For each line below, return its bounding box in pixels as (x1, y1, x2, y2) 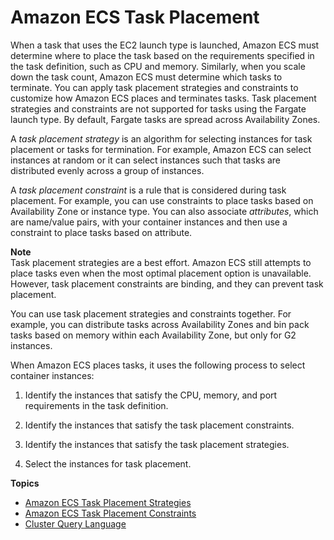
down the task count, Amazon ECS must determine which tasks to (10, 71, 283, 83)
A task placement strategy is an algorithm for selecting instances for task (10, 132, 313, 145)
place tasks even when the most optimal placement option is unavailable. (10, 267, 312, 279)
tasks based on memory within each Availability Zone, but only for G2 (10, 329, 297, 341)
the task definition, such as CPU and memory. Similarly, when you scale (10, 60, 306, 72)
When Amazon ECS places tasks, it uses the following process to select (10, 359, 306, 371)
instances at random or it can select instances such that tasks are (10, 154, 282, 166)
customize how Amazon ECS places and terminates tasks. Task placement (10, 92, 317, 104)
